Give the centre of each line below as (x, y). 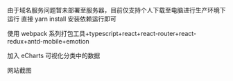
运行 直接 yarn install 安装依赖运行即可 (62, 19)
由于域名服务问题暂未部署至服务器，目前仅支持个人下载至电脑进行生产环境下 (116, 10)
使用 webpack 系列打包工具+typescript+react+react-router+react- (102, 34)
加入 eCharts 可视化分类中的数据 (54, 55)
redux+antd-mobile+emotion (49, 41)
